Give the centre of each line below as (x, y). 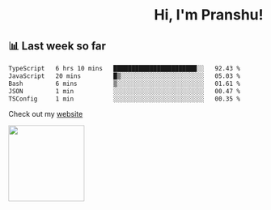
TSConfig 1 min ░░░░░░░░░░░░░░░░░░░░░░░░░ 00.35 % (125, 99)
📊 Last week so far (57, 46)
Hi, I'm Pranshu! (208, 15)
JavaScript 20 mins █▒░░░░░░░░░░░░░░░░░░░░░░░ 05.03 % (125, 76)
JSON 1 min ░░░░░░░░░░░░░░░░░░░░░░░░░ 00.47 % (125, 91)
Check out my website (46, 114)
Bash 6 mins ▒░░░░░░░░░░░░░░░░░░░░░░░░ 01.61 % (125, 84)
